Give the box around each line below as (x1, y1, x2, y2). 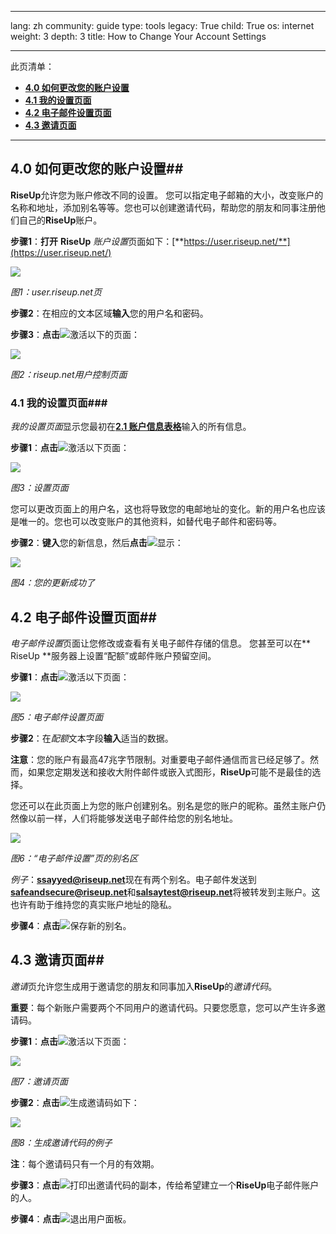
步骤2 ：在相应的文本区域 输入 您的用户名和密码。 (10, 307, 209, 319)
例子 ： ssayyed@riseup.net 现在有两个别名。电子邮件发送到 (10, 873, 257, 885)
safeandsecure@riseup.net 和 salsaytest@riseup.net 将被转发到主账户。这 (10, 886, 321, 898)
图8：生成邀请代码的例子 (10, 1136, 113, 1148)
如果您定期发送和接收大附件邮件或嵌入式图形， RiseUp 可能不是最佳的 (27, 766, 313, 778)
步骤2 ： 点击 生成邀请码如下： (10, 1096, 140, 1108)
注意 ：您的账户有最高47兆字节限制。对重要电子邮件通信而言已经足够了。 (10, 753, 310, 765)
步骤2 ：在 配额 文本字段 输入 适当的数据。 (10, 732, 174, 744)
